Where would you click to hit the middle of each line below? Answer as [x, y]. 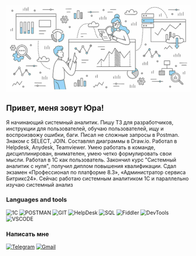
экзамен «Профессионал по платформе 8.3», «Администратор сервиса [96, 172]
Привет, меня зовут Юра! [55, 108]
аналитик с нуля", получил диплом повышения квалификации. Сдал [91, 166]
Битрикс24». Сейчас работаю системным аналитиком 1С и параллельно [97, 178]
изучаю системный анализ [40, 184]
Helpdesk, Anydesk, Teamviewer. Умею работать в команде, [81, 147]
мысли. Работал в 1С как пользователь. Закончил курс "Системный [91, 160]
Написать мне [28, 234]
